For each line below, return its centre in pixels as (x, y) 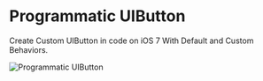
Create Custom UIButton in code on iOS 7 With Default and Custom (131, 40)
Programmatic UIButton (97, 16)
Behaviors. (29, 49)
